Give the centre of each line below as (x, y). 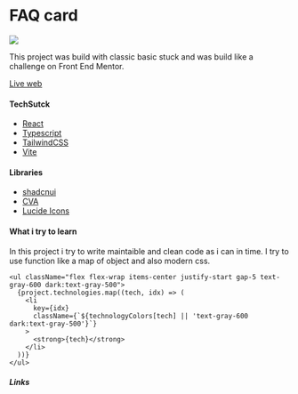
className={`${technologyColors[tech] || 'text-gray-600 (141, 316)
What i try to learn (43, 231)
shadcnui (39, 192)
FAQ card (44, 16)
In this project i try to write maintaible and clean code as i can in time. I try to (149, 251)
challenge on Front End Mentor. (67, 66)
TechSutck (30, 104)
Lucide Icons (45, 211)
